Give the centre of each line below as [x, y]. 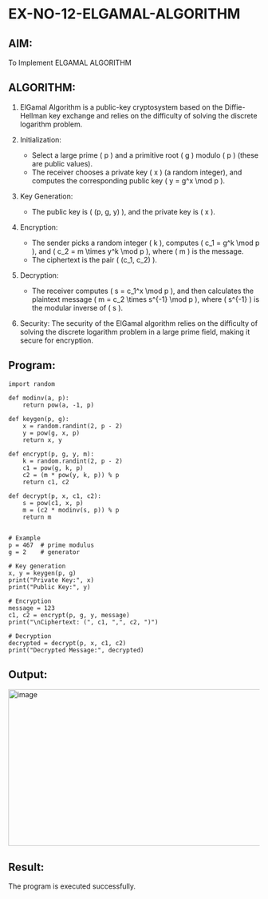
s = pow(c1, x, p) [53, 503]
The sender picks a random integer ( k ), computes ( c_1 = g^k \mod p [146, 243]
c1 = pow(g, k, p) [53, 468]
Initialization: [41, 139]
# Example [25, 538]
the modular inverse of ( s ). [77, 307]
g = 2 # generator [44, 552]
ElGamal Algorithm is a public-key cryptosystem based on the [121, 107]
